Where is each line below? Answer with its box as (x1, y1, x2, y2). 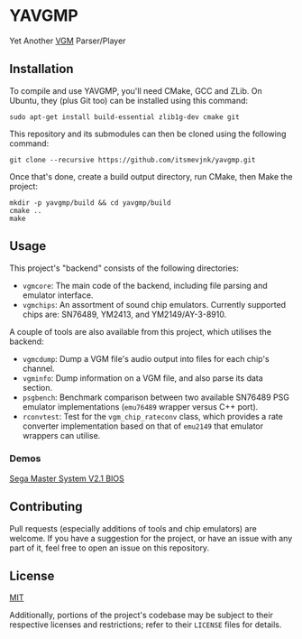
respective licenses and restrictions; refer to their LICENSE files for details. (9, 619, 282, 630)
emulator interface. (22, 290, 94, 301)
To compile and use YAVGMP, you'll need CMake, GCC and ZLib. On (9, 85, 263, 96)
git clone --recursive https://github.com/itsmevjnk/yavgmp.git (9, 155, 256, 164)
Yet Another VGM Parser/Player (9, 35, 126, 46)
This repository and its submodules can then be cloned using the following (9, 128, 287, 139)
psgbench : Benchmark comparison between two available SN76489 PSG (22, 392, 290, 403)
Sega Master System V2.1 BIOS (9, 473, 124, 484)
